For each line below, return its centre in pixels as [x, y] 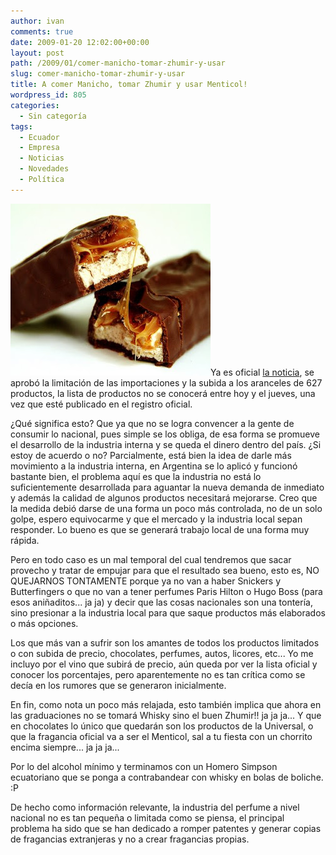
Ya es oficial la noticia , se [262, 372]
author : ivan [37, 21]
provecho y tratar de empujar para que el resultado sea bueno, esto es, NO [165, 570]
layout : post [37, 53]
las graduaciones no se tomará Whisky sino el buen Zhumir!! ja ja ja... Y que [166, 715]
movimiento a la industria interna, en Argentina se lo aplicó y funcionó [154, 466]
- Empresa [39, 148]
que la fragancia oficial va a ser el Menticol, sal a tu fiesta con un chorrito [161, 736]
